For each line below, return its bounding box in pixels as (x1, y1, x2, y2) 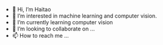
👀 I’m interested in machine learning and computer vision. (12, 12, 158, 19)
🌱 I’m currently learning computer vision (12, 19, 113, 26)
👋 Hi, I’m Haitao (12, 6, 51, 13)
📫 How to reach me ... (12, 32, 69, 39)
